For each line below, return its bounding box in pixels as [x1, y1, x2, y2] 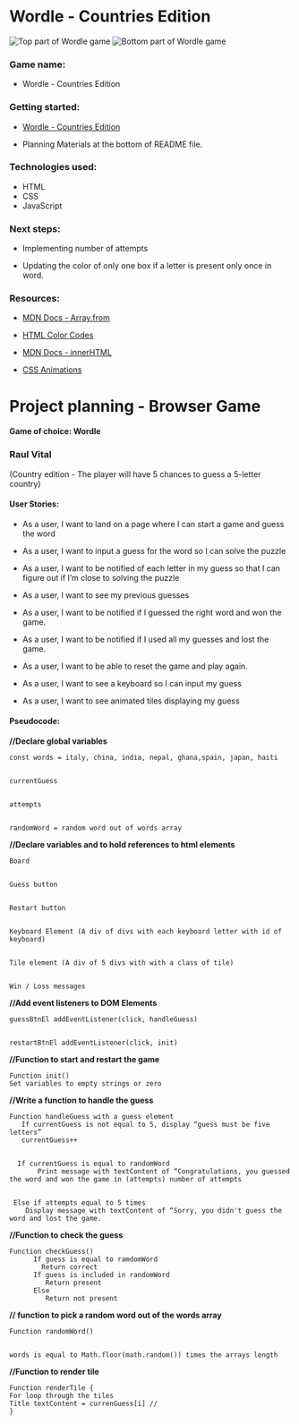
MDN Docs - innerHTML [21, 347, 112, 358]
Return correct [41, 1262, 98, 1272]
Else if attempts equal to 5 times [13, 1198, 146, 1207]
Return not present [45, 1293, 118, 1303]
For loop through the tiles [9, 1391, 115, 1400]
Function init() [9, 1071, 70, 1080]
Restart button [9, 903, 66, 912]
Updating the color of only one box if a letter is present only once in [21, 260, 272, 271]
